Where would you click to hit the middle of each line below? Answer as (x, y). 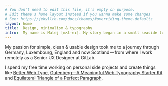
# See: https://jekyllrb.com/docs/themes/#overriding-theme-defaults (79, 19)
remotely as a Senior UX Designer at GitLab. (50, 58)
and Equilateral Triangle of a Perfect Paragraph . (54, 78)
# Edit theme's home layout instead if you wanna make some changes (78, 14)
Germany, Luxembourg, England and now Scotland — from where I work (79, 52)
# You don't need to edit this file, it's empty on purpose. (70, 10)
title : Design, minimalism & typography (49, 28)
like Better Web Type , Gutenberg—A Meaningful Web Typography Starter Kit (84, 73)
